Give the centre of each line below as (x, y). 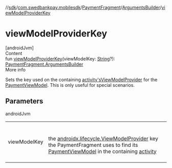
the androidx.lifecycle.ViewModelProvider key (103, 138)
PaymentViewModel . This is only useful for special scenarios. (70, 85)
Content (14, 53)
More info (16, 69)
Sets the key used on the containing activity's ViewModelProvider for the (81, 80)
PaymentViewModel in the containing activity (103, 151)
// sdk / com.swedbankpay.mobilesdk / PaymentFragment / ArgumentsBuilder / (84, 7)
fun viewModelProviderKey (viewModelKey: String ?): (60, 59)
